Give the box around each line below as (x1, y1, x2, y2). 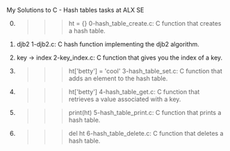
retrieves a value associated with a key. (68, 95, 181, 103)
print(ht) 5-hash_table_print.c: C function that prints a (68, 109, 222, 116)
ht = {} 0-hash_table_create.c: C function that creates (68, 19, 222, 27)
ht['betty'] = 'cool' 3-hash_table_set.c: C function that (68, 67, 223, 75)
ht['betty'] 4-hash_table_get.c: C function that (68, 88, 200, 96)
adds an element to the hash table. (68, 74, 168, 82)
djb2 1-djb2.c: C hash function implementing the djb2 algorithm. (16, 40, 199, 48)
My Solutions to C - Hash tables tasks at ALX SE (6, 6, 145, 14)
